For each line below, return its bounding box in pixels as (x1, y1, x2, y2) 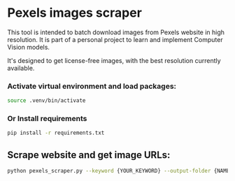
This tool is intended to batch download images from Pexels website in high (7, 28, 225, 36)
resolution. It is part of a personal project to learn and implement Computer (7, 35, 223, 43)
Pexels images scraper (7, 5, 142, 21)
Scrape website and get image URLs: (7, 149, 171, 161)
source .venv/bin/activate (7, 97, 86, 104)
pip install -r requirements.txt (7, 129, 105, 137)
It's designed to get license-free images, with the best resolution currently (7, 56, 222, 64)
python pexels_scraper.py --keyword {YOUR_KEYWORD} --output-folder (7, 168, 211, 175)
